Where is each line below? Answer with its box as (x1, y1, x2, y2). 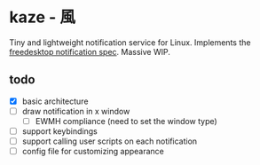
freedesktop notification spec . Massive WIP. (9, 46, 171, 57)
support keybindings (21, 125, 98, 137)
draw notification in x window (21, 106, 130, 116)
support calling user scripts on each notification (21, 136, 198, 146)
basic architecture (21, 96, 89, 106)
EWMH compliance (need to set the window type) (35, 115, 217, 126)
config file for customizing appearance (21, 146, 164, 157)
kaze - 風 (9, 7, 76, 27)
